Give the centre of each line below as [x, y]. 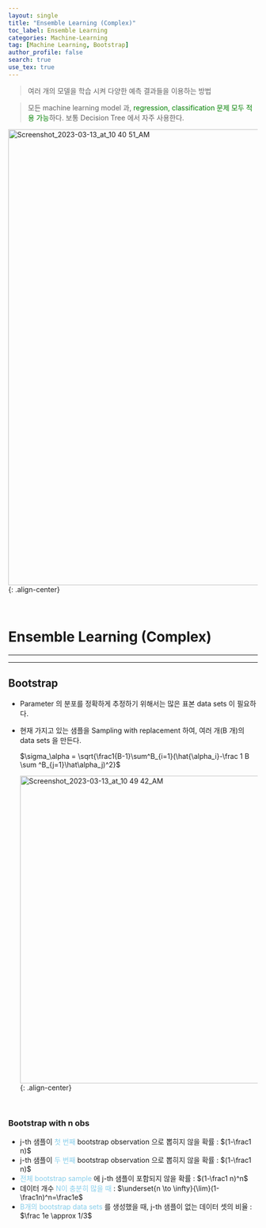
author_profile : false [46, 52]
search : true [30, 60]
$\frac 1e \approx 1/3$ [56, 1215]
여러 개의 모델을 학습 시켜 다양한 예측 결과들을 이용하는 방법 [120, 90]
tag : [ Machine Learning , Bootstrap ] [68, 45]
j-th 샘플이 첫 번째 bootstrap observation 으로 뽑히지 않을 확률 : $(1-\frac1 [135, 1141]
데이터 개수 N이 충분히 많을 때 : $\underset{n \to [95, 1188]
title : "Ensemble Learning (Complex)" [72, 23]
